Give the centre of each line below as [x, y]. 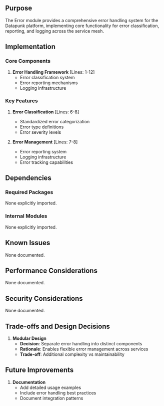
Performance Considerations [51, 270]
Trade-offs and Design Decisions [57, 326]
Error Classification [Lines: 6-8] [46, 112]
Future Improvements [39, 370]
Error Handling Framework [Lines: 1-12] [53, 72]
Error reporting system [43, 151]
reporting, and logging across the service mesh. [54, 31]
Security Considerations [44, 298]
